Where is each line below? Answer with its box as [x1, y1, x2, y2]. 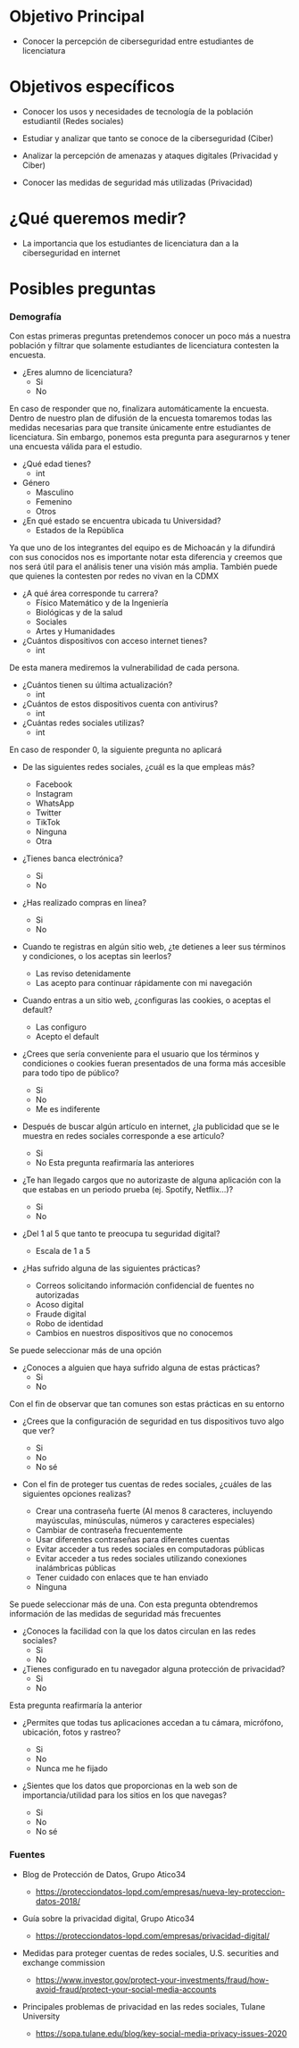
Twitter [35, 807, 62, 818]
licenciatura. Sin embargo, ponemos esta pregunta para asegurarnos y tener [9, 431, 291, 443]
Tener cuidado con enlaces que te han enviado [35, 1572, 209, 1583]
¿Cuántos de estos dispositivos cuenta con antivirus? [21, 698, 219, 709]
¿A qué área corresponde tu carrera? [21, 588, 159, 599]
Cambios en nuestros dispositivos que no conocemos [35, 1328, 234, 1339]
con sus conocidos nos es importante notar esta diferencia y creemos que [9, 552, 283, 563]
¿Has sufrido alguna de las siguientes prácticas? [21, 1263, 201, 1274]
